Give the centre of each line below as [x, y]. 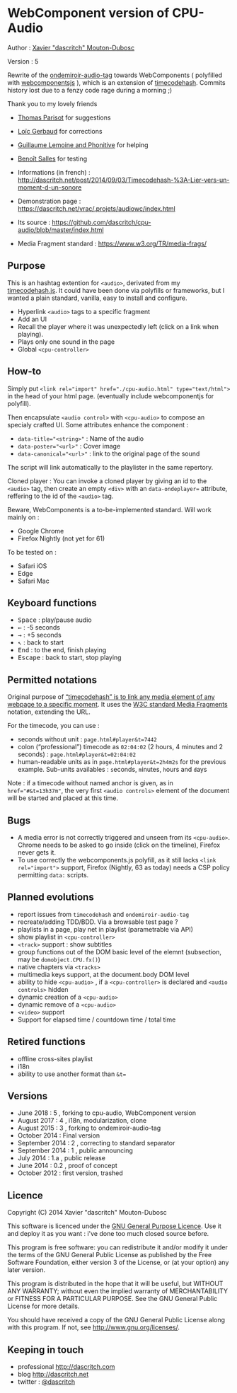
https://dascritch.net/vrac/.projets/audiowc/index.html [96, 208]
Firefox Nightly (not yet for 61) [61, 538]
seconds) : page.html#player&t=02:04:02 [77, 754]
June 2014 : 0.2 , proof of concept [68, 1166]
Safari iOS [32, 566]
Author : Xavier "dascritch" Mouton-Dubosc [71, 47]
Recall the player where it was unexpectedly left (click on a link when [118, 326]
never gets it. [37, 852]
